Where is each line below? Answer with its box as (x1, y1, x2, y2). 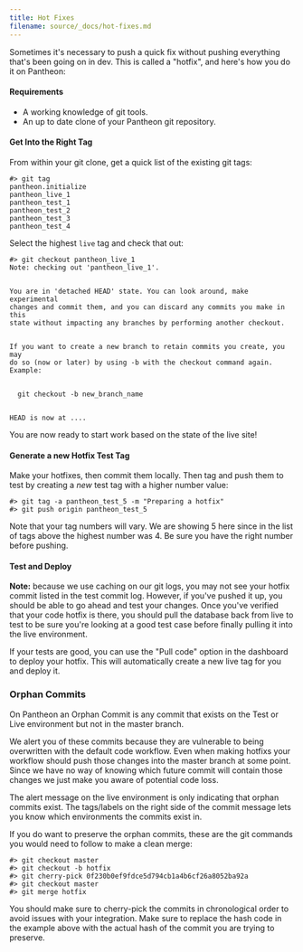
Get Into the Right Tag (9, 137, 93, 147)
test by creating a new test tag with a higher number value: (9, 480, 229, 491)
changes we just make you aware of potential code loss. (9, 774, 219, 785)
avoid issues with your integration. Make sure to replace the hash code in (9, 912, 282, 923)
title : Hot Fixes (9, 13, 75, 23)
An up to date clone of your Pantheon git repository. (22, 116, 217, 127)
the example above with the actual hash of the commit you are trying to (9, 922, 275, 933)
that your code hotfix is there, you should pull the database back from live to (9, 609, 294, 620)
